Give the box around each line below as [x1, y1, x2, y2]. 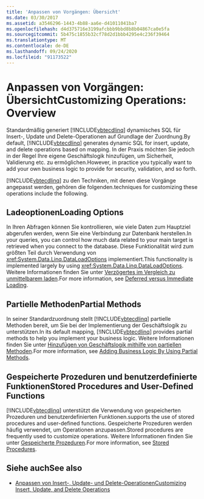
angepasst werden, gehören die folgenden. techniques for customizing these [6, 183, 198, 190]
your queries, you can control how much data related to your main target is [6, 236, 193, 244]
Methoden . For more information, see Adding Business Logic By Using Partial [6, 348, 198, 355]
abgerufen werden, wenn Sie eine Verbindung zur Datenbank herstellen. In [6, 230, 192, 237]
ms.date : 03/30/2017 [6, 15, 59, 21]
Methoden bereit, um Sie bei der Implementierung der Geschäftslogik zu [6, 322, 187, 329]
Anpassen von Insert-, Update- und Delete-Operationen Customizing [15, 479, 186, 486]
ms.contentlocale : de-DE [6, 43, 69, 49]
